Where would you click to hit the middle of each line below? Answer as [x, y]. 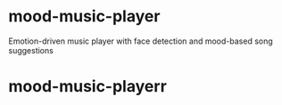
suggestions [31, 50]
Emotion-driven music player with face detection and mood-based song [141, 41]
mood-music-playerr [87, 87]
